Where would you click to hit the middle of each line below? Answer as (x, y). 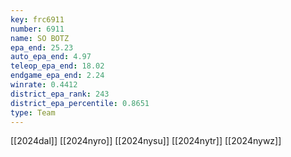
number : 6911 (37, 29)
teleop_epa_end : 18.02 (57, 66)
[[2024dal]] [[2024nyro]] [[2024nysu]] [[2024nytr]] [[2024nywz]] (146, 141)
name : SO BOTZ (40, 38)
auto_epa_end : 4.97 (51, 57)
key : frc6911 (37, 19)
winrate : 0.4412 (44, 85)
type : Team (33, 112)
